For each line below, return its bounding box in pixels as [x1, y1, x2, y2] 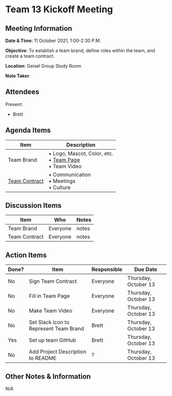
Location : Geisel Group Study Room [5, 63, 81, 69]
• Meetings [48, 177, 76, 184]
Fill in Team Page [29, 293, 70, 300]
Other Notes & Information [5, 372, 91, 381]
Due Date [134, 266, 158, 273]
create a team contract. [5, 53, 55, 59]
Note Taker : [5, 73, 31, 79]
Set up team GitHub [29, 337, 76, 344]
